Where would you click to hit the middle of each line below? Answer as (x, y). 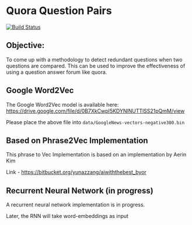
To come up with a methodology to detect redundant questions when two (94, 59)
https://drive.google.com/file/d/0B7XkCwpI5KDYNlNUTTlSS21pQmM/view (95, 111)
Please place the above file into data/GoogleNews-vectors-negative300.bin (95, 122)
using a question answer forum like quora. (57, 72)
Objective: (25, 45)
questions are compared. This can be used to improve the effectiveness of (96, 66)
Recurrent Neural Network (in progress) (80, 191)
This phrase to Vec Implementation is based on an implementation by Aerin (96, 155)
